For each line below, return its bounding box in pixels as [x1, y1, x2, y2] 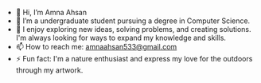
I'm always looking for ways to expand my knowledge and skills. [15, 33, 227, 42]
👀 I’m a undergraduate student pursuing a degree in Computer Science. [15, 16, 251, 26]
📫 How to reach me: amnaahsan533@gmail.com [15, 42, 177, 51]
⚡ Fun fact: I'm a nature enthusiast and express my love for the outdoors [15, 54, 253, 63]
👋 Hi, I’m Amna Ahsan [15, 8, 88, 17]
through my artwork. [15, 65, 84, 75]
